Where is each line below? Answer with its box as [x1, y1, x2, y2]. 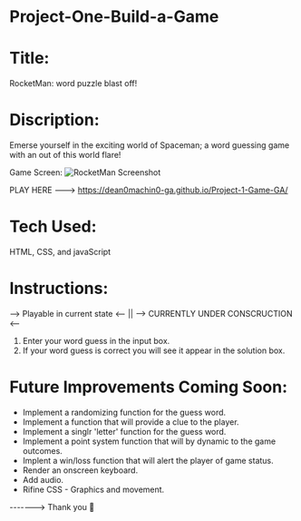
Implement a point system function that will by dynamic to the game [22, 436, 277, 447]
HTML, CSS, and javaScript [9, 247, 112, 257]
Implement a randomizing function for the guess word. [22, 407, 227, 418]
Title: [9, 48, 50, 69]
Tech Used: [9, 216, 97, 237]
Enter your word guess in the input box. [22, 335, 170, 346]
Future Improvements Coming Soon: [9, 377, 288, 398]
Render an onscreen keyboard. [22, 465, 139, 476]
